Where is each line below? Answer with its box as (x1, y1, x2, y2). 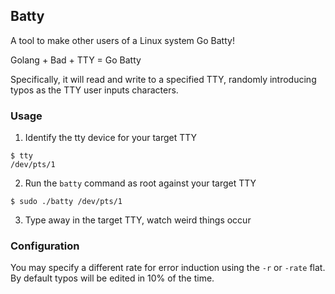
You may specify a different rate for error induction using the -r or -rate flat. (10, 262, 326, 274)
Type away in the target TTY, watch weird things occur (24, 214, 252, 226)
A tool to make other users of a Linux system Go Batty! (10, 34, 235, 46)
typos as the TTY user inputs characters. (10, 84, 179, 96)
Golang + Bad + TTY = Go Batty (10, 54, 142, 66)
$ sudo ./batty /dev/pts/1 (10, 197, 123, 207)
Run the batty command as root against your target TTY (24, 177, 257, 189)
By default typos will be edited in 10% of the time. (10, 272, 215, 284)
